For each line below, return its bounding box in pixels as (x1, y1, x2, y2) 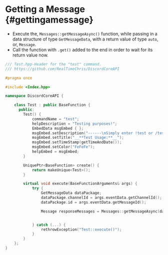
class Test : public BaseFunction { (14, 103, 91, 108)
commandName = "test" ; (31, 116, 79, 121)
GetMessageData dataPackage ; (40, 190, 101, 196)
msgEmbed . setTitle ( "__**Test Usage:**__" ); (31, 135, 124, 140)
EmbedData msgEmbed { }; (31, 126, 84, 131)
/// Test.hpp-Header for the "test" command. (5, 62, 101, 67)
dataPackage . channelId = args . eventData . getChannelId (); (40, 195, 162, 200)
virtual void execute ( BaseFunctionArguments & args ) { (23, 181, 137, 186)
